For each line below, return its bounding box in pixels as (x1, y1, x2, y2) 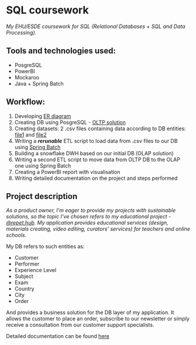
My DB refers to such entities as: (6, 243, 85, 250)
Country (14, 285, 35, 292)
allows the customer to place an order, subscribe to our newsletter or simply (6, 315, 190, 322)
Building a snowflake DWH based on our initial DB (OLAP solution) (14, 149, 174, 156)
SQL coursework (6, 4, 89, 17)
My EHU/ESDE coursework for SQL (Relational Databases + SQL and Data (6, 23, 185, 30)
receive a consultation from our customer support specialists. (6, 322, 154, 329)
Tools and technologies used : (6, 46, 116, 56)
